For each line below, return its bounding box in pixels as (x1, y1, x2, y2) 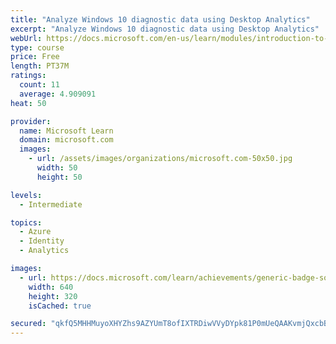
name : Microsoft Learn (19, 126, 114, 136)
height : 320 (28, 291, 78, 301)
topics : (10, 217, 43, 228)
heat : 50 (10, 98, 47, 108)
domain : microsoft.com (19, 135, 114, 145)
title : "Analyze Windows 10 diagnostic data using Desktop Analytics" (10, 14, 311, 25)
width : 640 (28, 282, 74, 292)
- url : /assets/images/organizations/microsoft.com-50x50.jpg (28, 154, 293, 164)
